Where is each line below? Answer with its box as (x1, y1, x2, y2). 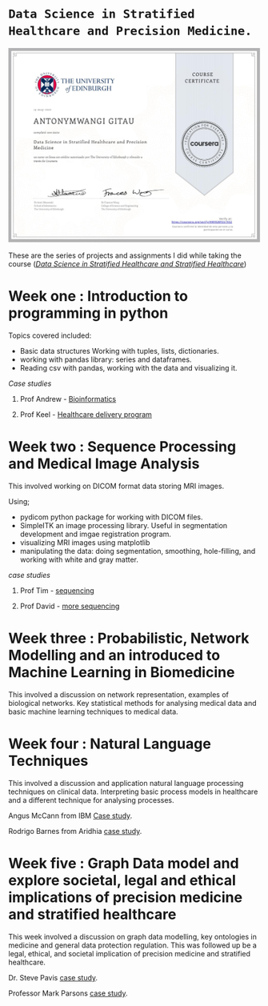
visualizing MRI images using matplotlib (19, 538, 150, 547)
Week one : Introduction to (8, 287, 189, 306)
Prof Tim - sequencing (19, 586, 94, 595)
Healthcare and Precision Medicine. (8, 24, 253, 39)
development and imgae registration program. (19, 529, 172, 539)
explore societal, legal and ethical (8, 872, 236, 890)
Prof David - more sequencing (19, 601, 120, 611)
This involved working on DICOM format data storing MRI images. (8, 481, 225, 491)
